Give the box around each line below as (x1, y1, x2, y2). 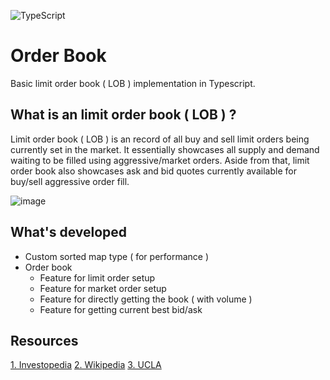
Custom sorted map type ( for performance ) (24, 250, 210, 262)
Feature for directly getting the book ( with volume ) (39, 293, 253, 305)
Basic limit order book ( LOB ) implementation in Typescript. (10, 77, 256, 89)
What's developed (10, 224, 128, 241)
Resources (10, 332, 79, 349)
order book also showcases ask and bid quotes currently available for (10, 165, 297, 177)
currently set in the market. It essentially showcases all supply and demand (10, 143, 320, 155)
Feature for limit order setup (39, 271, 156, 284)
